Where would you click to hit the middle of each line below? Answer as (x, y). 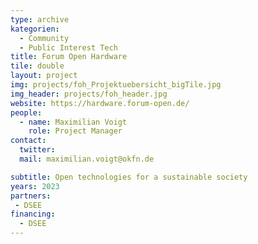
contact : (28, 141)
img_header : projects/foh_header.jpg (89, 94)
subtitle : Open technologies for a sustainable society (129, 177)
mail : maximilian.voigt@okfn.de (87, 159)
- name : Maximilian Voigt (73, 122)
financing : (33, 214)
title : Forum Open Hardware (69, 57)
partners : (31, 196)
